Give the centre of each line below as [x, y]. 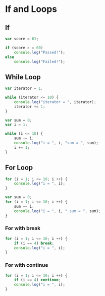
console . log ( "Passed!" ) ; [40, 52]
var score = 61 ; [22, 39]
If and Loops [31, 9]
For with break [23, 228]
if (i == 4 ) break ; [34, 243]
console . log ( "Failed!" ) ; [40, 61]
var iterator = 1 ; [24, 89]
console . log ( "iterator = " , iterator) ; [55, 102]
